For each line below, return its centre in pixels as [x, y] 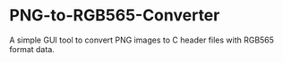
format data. [32, 49]
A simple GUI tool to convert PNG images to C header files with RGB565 [142, 40]
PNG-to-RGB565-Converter [115, 15]
